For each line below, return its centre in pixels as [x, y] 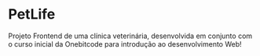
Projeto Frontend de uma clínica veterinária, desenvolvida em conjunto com [130, 36]
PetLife [32, 14]
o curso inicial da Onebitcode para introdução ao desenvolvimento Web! [125, 44]
